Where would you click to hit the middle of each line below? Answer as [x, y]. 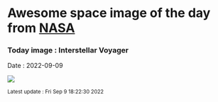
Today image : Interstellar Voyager [68, 50]
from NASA [41, 28]
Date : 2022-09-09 [35, 66]
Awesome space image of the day [109, 13]
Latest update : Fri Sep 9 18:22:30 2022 [56, 92]
